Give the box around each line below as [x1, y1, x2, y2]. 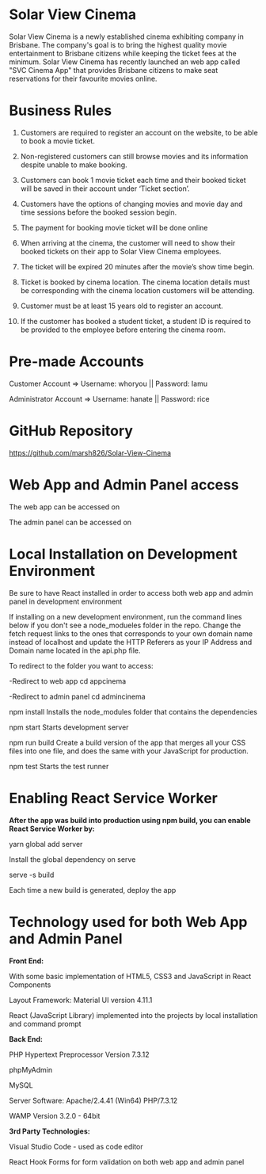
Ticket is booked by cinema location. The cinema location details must [20, 277, 250, 287]
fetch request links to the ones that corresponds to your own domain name [9, 628, 253, 638]
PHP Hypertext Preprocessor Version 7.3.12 [9, 1050, 150, 1059]
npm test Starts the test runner [9, 761, 109, 771]
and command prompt [9, 1019, 82, 1028]
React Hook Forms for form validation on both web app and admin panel [9, 1157, 245, 1166]
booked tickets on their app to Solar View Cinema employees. [20, 246, 222, 256]
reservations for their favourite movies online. [9, 74, 158, 83]
